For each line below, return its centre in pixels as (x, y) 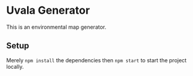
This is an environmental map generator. (56, 27)
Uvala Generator (48, 10)
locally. (15, 66)
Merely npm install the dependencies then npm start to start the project (96, 60)
